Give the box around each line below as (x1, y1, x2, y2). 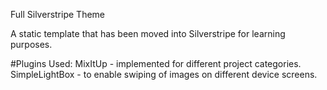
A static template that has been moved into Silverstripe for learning (10, 28, 286, 39)
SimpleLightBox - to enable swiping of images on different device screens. (10, 69, 318, 80)
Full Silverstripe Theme (10, 9, 105, 20)
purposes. (10, 39, 53, 50)
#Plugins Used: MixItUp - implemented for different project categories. (10, 58, 302, 69)
